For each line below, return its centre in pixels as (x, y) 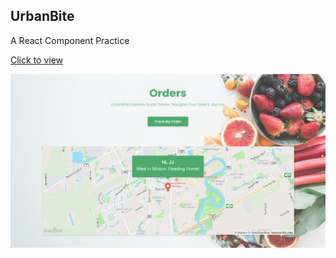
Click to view (37, 60)
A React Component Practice (70, 40)
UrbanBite (42, 16)
